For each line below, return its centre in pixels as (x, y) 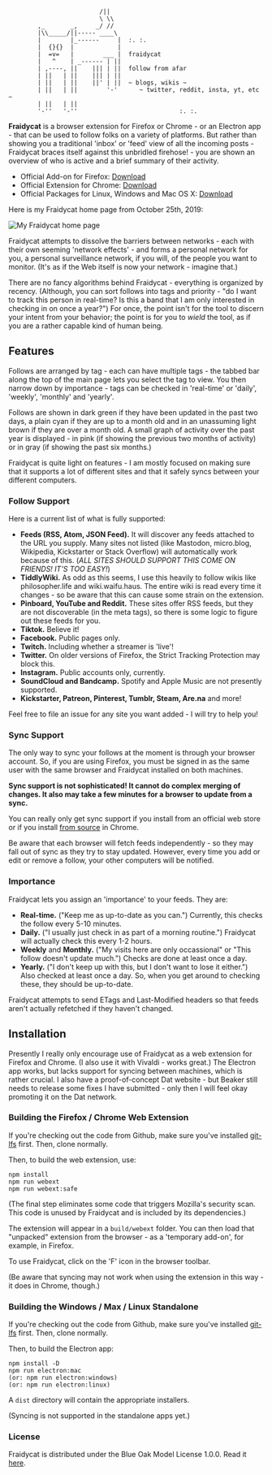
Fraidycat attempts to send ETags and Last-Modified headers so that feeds (134, 1000)
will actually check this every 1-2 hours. (86, 941)
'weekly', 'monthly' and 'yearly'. (61, 396)
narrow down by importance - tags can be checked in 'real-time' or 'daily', (133, 388)
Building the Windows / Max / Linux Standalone (104, 1306)
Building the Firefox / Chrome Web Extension (99, 1118)
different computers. (43, 480)
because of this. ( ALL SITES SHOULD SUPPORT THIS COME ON (127, 560)
